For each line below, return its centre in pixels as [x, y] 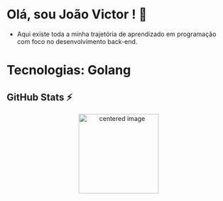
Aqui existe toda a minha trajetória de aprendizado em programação [116, 34]
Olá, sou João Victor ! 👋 [77, 15]
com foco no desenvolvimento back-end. [77, 41]
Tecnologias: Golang [69, 70]
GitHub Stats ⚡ [39, 97]
